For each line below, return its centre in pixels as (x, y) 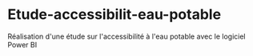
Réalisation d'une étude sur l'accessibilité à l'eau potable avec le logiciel (127, 36)
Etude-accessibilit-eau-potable (114, 15)
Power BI (22, 44)
